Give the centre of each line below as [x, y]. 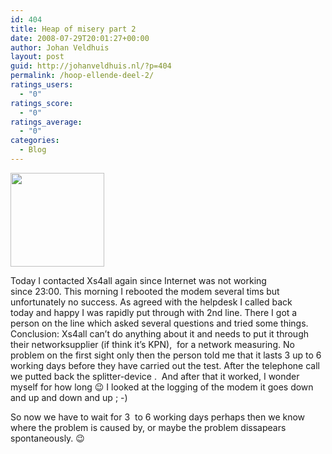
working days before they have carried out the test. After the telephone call [165, 365]
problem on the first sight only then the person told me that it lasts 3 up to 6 [166, 355]
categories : [35, 141]
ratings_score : [42, 103]
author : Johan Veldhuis [60, 47]
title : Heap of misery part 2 [73, 29]
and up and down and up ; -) [69, 397]
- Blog [33, 150]
